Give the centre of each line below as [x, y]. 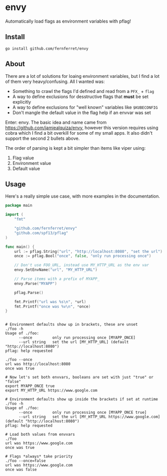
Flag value [23, 158]
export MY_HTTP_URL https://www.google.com [51, 391]
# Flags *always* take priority [39, 456]
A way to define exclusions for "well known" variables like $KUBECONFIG [85, 107]
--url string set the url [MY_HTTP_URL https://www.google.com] [89, 417]
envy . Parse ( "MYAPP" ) [36, 283]
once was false [21, 470]
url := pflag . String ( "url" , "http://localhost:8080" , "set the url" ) [89, 251]
